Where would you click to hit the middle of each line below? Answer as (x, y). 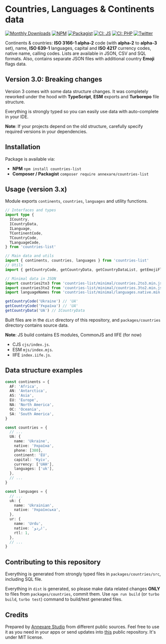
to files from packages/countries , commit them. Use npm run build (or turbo (82, 594)
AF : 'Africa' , (24, 386)
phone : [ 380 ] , (28, 450)
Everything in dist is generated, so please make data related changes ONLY (83, 589)
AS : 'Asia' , (22, 396)
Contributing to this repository (53, 562)
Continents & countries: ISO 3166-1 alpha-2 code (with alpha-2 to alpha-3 (81, 43)
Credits (17, 615)
